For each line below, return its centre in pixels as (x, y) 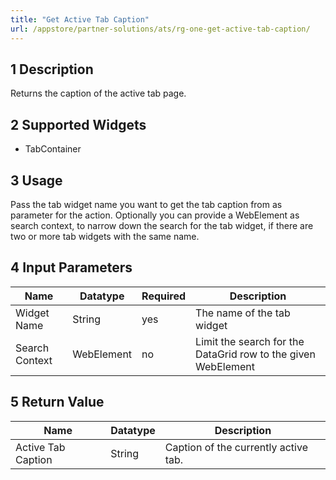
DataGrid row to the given (255, 354)
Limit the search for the (250, 341)
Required (164, 296)
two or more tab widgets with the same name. (105, 236)
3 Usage (36, 180)
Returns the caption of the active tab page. (98, 93)
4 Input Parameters (71, 267)
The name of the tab (243, 313)
